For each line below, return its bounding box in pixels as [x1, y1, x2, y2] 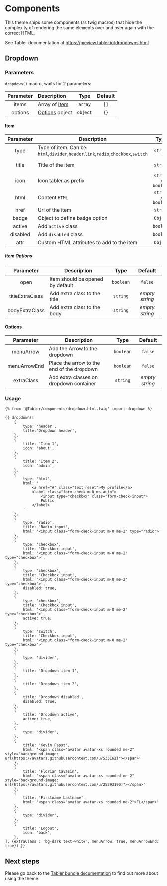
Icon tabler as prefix [37, 177, 84, 184]
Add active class [37, 223, 78, 230]
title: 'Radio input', [23, 525, 70, 530]
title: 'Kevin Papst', [23, 743, 70, 748]
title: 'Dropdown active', [23, 712, 79, 717]
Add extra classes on [49, 374, 98, 381]
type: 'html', [23, 476, 52, 482]
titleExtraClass [9, 293, 43, 299]
